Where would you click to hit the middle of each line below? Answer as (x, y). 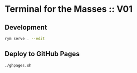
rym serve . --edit (25, 38)
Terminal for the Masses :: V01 (68, 9)
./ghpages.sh (18, 65)
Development (26, 27)
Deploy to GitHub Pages (42, 54)
